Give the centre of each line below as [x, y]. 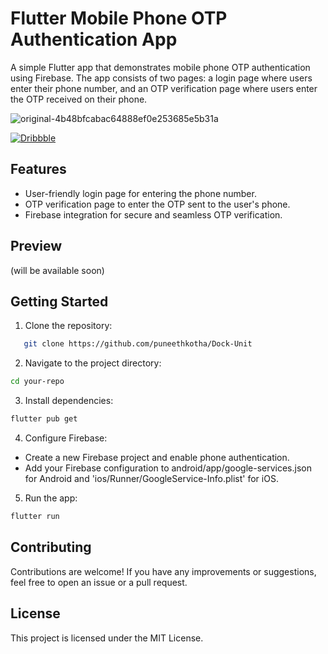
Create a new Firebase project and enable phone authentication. [157, 457]
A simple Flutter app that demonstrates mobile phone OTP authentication [160, 67]
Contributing [51, 547]
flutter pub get [44, 419]
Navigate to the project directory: [93, 363]
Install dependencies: [69, 401]
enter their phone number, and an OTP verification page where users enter [164, 88]
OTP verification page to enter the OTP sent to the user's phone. [157, 204]
